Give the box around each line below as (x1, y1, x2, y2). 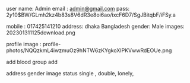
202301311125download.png (6, 29, 75, 36)
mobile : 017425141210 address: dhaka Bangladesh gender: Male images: (6, 23, 185, 30)
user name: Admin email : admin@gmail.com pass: (6, 5, 130, 12)
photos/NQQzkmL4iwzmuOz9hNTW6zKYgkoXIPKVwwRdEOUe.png (6, 47, 172, 54)
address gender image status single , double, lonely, (6, 70, 134, 76)
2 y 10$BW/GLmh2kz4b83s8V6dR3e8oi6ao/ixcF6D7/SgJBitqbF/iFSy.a (6, 11, 176, 18)
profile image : (6, 41, 42, 47)
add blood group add (6, 59, 58, 65)
